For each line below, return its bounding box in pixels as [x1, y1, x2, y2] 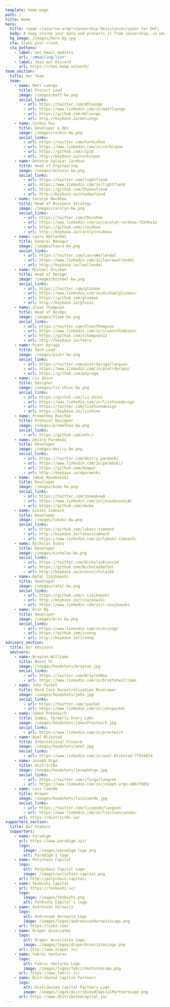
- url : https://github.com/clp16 [23, 149, 94, 154]
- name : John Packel [14, 683, 58, 688]
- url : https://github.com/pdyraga [23, 371, 99, 376]
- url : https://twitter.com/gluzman [23, 286, 101, 291]
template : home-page [5, 7, 49, 13]
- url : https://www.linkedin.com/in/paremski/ [23, 461, 123, 466]
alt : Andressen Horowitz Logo [23, 914, 87, 919]
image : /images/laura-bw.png [18, 243, 80, 249]
